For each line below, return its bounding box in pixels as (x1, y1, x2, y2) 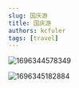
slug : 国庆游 (8, 11, 48, 20)
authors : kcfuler (8, 26, 66, 34)
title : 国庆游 (8, 19, 52, 27)
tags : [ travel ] (8, 34, 59, 42)
